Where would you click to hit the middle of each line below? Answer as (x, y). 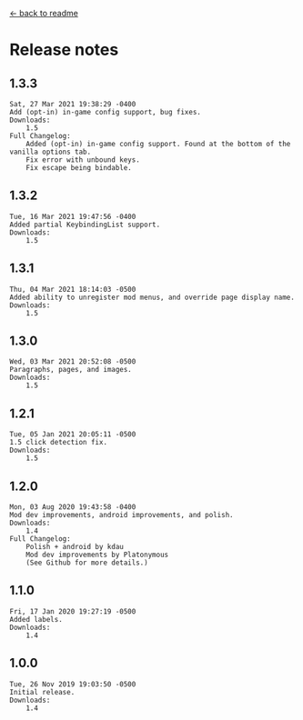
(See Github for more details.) (87, 563)
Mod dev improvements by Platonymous (97, 555)
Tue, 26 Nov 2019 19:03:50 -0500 (73, 684)
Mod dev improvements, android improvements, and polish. (121, 515)
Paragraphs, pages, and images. (71, 370)
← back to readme (44, 13)
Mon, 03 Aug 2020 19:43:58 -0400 (73, 507)
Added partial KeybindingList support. (85, 225)
